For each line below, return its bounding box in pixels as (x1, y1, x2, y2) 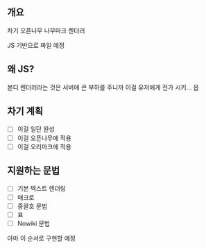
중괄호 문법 (17, 202, 48, 210)
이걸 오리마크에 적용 (17, 142, 71, 151)
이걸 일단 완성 (17, 125, 55, 133)
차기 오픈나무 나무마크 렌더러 (7, 26, 85, 35)
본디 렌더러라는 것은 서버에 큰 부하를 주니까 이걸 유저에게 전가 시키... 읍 (7, 83, 199, 92)
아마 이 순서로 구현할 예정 (7, 234, 76, 242)
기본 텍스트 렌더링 (17, 184, 66, 193)
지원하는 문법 (7, 165, 60, 177)
